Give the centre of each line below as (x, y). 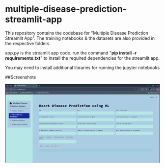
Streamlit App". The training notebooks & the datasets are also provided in (80, 38)
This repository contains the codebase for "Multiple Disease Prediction (77, 33)
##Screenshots (21, 77)
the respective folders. (28, 43)
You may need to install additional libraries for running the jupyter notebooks (82, 68)
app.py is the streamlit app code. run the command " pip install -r (71, 53)
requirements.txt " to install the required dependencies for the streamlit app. (82, 58)
